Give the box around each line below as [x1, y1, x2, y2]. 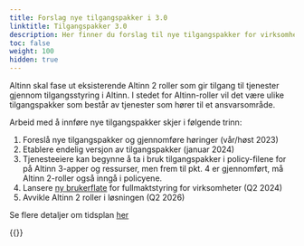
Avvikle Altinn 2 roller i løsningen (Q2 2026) [22, 192, 185, 203]
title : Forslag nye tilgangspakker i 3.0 [9, 13, 168, 23]
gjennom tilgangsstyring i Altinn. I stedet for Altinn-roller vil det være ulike [9, 90, 285, 100]
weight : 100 [9, 47, 54, 56]
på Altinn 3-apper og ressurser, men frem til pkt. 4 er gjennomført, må [22, 164, 284, 174]
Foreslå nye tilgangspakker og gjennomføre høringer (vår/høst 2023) [22, 135, 279, 145]
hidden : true [9, 55, 59, 64]
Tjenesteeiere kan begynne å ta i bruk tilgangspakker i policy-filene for [22, 154, 287, 164]
